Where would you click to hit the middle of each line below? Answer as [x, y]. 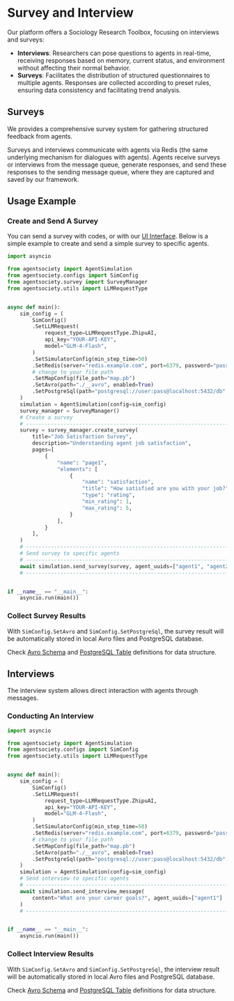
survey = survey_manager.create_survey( [79, 430]
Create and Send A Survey [53, 221]
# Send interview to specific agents [75, 879]
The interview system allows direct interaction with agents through [103, 691]
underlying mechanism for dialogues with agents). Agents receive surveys [114, 157]
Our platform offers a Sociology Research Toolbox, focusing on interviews [113, 32]
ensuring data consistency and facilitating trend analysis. [99, 90]
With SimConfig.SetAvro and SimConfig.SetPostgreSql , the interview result [114, 969]
